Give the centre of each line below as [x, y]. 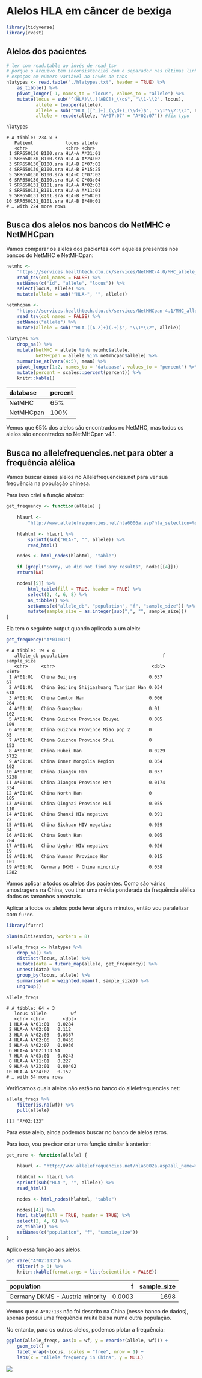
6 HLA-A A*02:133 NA [35, 1050]
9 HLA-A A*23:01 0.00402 [43, 1066]
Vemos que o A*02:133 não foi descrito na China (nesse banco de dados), [97, 1312]
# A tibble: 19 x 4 [31, 650]
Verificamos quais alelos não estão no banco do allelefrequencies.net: [93, 1088]
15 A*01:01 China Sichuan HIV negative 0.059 [84, 825]
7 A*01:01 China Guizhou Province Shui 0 [80, 740]
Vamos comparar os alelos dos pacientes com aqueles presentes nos [92, 249]
